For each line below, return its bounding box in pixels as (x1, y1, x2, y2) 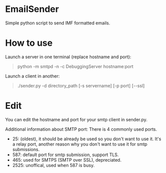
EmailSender (5, 3, 59, 15)
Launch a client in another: (5, 73, 60, 79)
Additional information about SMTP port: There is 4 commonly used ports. (5, 126, 158, 132)
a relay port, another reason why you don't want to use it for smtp (12, 141, 148, 147)
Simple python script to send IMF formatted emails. (5, 20, 111, 26)
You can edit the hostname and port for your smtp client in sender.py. (5, 116, 148, 122)
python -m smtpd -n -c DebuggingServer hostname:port (17, 63, 134, 69)
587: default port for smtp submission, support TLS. (12, 152, 119, 158)
